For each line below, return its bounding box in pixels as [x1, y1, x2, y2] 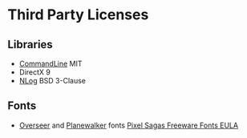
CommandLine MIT [18, 59, 83, 68]
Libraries [7, 38, 53, 51]
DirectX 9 [18, 67, 51, 77]
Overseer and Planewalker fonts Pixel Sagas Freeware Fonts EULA [18, 120, 238, 130]
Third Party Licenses [7, 6, 149, 24]
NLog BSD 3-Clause [18, 76, 86, 85]
